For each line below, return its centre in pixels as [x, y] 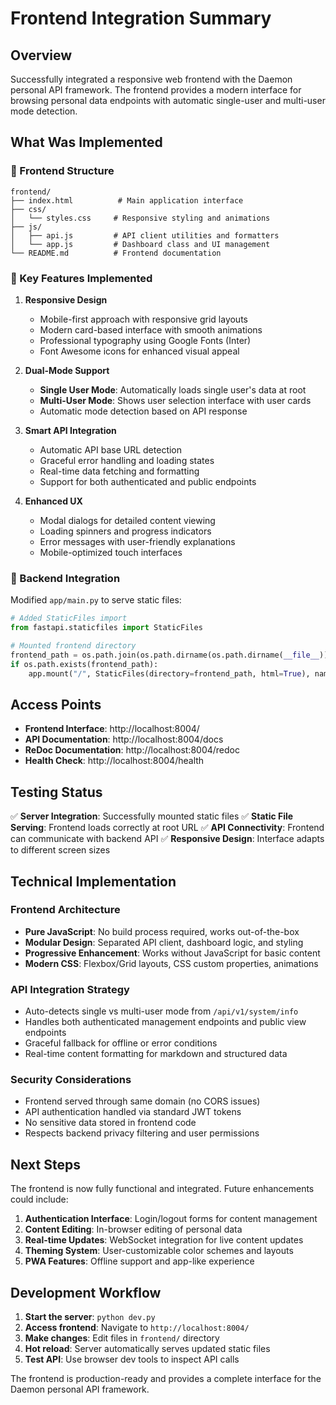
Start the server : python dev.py [90, 1317]
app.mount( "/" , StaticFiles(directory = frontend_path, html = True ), [169, 673]
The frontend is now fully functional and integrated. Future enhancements [162, 1189]
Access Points [56, 704]
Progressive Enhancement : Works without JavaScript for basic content [172, 953]
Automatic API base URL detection [111, 449]
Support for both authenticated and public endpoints [148, 481]
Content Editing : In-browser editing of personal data [133, 1229]
